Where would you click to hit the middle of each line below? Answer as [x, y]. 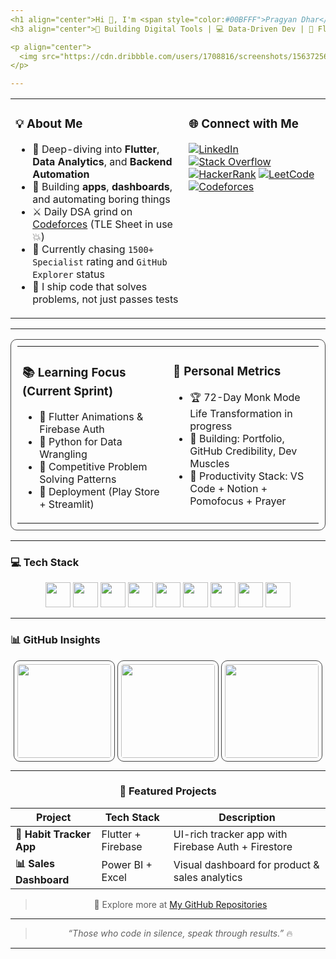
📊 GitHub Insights [55, 640]
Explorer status [68, 274]
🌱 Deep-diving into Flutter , [96, 149]
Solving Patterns [78, 479]
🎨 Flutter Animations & [91, 416]
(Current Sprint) [67, 392]
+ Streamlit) [67, 504]
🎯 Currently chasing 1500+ [93, 249]
